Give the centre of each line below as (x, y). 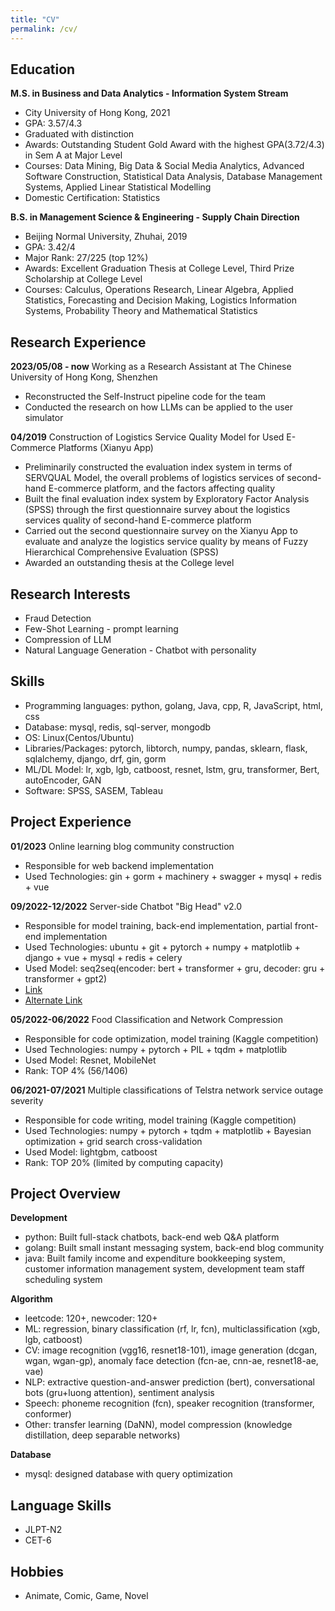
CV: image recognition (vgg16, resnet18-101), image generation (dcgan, (171, 1350)
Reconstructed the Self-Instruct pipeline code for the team (145, 397)
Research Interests (70, 594)
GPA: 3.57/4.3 (53, 123)
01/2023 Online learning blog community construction (122, 846)
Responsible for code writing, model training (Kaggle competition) (160, 1120)
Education (43, 69)
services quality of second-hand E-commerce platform (138, 520)
